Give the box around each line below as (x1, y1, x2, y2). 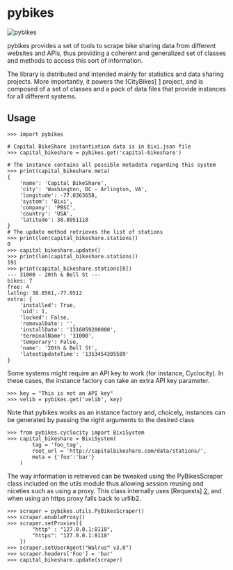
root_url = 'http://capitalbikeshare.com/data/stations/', (32, 447, 207, 454)
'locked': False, (19, 314, 70, 321)
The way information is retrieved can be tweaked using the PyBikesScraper (7, 472, 223, 480)
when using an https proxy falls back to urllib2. (7, 494, 141, 502)
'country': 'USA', (19, 210, 73, 217)
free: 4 (7, 283, 30, 290)
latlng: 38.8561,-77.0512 (7, 290, 82, 297)
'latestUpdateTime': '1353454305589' (19, 350, 129, 357)
